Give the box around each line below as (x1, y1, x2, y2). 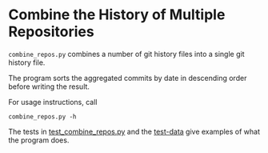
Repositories (8, 22, 94, 41)
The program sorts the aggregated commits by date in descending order (8, 73, 247, 83)
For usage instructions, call (8, 97, 98, 107)
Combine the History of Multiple (8, 6, 226, 24)
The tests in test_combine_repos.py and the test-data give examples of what (8, 127, 261, 136)
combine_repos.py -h (8, 112, 78, 121)
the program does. (8, 135, 70, 145)
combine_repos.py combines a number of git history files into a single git (8, 49, 245, 58)
